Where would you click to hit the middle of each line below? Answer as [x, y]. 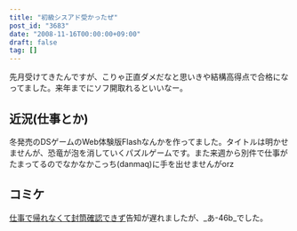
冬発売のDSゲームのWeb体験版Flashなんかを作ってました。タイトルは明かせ [149, 141]
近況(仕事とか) [49, 119]
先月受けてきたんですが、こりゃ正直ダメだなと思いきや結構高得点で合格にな [149, 77]
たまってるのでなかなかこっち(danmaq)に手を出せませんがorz [121, 163]
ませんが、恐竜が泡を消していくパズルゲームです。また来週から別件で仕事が [149, 153]
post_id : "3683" [39, 26]
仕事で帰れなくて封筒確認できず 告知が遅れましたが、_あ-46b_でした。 [139, 218]
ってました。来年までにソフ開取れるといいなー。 [99, 88]
